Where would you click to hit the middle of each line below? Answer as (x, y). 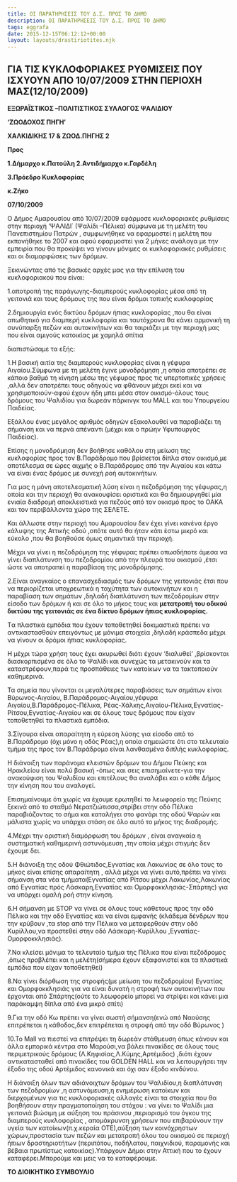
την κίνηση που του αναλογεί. (52, 785)
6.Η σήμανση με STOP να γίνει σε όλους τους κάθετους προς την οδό (110, 908)
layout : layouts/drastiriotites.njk (61, 40)
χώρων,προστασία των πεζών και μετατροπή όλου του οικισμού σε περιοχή (118, 1135)
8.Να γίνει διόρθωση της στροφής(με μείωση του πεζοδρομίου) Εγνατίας (115, 981)
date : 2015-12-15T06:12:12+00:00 (57, 34)
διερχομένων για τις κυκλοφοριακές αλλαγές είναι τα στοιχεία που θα (112, 1098)
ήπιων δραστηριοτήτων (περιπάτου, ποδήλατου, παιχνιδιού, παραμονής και (119, 1143)
